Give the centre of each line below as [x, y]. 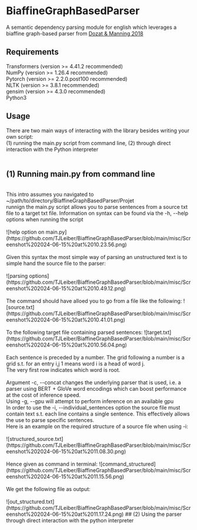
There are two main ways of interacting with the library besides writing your [98, 130]
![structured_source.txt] [35, 439]
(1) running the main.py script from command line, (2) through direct [89, 143]
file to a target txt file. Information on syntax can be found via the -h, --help [97, 213]
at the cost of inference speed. [44, 395]
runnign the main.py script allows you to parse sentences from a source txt [97, 207]
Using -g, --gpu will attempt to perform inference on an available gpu [90, 401]
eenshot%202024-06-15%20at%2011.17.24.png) [65, 514]
